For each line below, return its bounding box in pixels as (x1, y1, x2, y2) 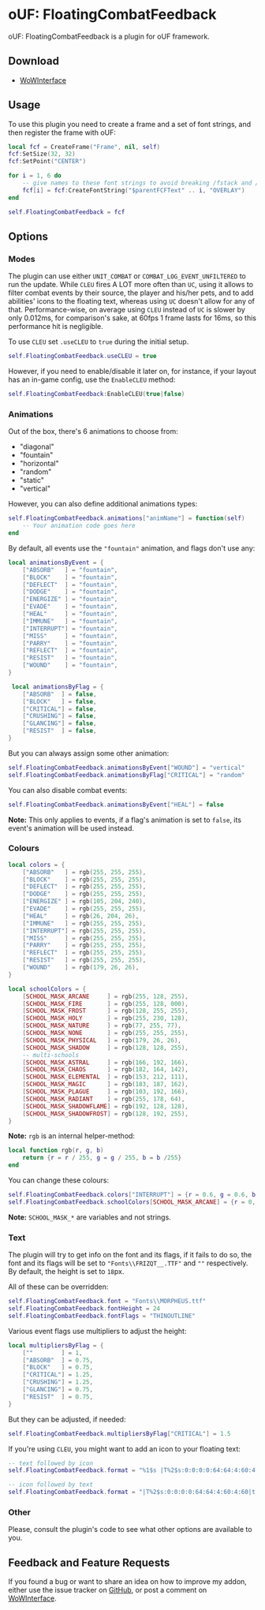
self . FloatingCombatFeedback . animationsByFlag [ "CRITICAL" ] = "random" (8, 771, 245, 779)
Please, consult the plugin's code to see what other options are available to (8, 1525, 252, 1534)
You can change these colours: (8, 1175, 109, 1185)
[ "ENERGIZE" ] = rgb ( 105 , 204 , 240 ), (22, 898, 147, 906)
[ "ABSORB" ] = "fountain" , (22, 566, 118, 573)
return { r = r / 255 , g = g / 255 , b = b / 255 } (22, 1154, 182, 1162)
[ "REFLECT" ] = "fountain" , (22, 647, 118, 655)
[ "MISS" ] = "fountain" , (22, 632, 118, 640)
